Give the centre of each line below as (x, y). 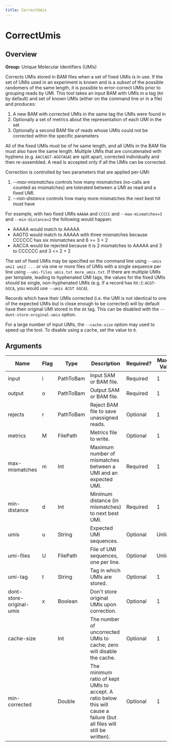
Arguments (24, 346)
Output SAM (105, 390)
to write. (100, 439)
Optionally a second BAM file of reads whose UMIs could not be (80, 130)
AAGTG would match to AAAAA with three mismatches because (80, 235)
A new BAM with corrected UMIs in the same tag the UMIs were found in (89, 114)
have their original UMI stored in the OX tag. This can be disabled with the (82, 309)
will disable (103, 652)
